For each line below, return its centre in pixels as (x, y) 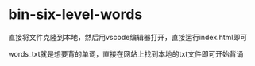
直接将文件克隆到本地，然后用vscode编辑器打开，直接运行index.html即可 (128, 37)
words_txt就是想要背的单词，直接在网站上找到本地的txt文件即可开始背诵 (126, 53)
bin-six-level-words (75, 15)
